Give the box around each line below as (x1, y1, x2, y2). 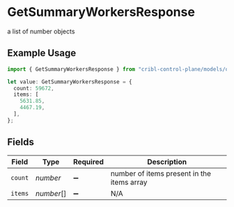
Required (72, 157, 104, 167)
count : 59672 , (13, 85, 54, 92)
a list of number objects (7, 27, 75, 35)
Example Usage (7, 47, 77, 59)
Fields (7, 136, 35, 148)
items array (110, 177, 148, 187)
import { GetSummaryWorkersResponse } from (7, 65, 136, 73)
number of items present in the (110, 168, 211, 178)
